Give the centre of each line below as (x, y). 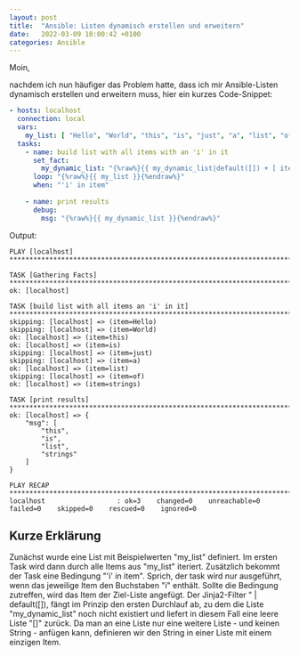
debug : (45, 210)
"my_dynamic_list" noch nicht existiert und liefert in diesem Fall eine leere (144, 614)
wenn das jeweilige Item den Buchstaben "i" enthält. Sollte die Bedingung (144, 586)
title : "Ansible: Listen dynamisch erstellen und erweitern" (127, 26)
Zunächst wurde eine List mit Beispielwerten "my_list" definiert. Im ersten (143, 557)
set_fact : (51, 160)
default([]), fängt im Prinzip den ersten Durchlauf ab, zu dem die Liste (137, 604)
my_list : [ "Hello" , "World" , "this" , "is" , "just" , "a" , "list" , (151, 135)
